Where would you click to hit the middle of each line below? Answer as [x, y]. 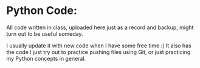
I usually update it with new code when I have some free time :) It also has [99, 46]
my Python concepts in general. [46, 58]
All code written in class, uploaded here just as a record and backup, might [100, 27]
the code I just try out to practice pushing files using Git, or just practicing [98, 52]
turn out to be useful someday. [45, 33]
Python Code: [42, 11]
